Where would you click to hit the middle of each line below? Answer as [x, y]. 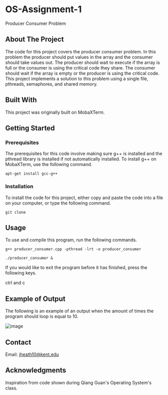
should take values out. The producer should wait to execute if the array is [83, 62]
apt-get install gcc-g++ [31, 174]
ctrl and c [15, 283]
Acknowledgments [36, 370]
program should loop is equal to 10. [42, 316]
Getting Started [30, 128]
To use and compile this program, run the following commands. [71, 240]
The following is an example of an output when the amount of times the [79, 311]
